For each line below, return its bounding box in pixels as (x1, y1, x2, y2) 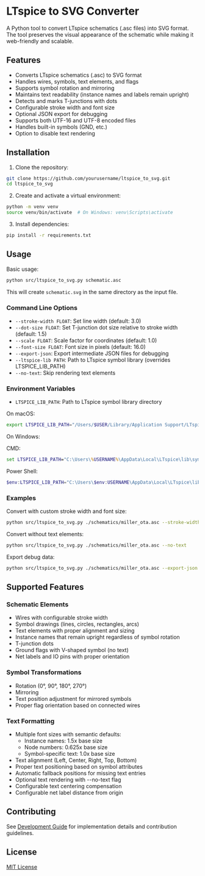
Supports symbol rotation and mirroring (15, 84, 115, 92)
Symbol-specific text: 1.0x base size (24, 750, 115, 758)
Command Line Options (6, 303, 78, 312)
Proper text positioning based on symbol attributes (15, 763, 143, 770)
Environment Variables (6, 384, 76, 393)
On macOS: (6, 410, 35, 417)
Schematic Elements (6, 600, 69, 609)
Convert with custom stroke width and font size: (6, 508, 127, 515)
